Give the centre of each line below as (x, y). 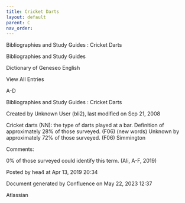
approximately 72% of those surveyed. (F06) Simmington (76, 138)
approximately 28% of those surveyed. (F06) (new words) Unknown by (93, 131)
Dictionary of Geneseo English (43, 68)
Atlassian (17, 195)
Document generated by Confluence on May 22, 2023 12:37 (79, 183)
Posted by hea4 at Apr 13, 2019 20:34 (52, 172)
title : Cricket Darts (33, 12)
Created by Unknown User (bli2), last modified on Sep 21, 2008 (83, 114)
